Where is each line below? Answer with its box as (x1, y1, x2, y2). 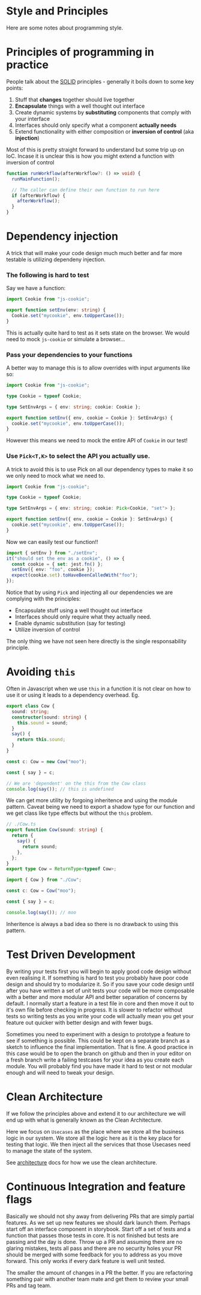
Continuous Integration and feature (6, 1179, 186, 1193)
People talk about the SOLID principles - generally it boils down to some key (6, 78, 194, 85)
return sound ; (22, 844, 58, 850)
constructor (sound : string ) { (11, 714, 87, 720)
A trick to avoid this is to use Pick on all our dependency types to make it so (6, 465, 193, 473)
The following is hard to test (6, 271, 89, 279)
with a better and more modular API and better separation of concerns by (6, 993, 188, 1000)
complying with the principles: (6, 595, 81, 602)
